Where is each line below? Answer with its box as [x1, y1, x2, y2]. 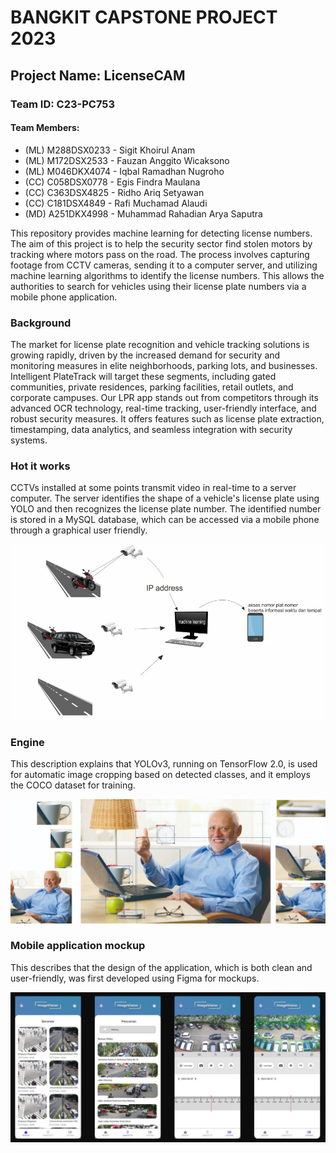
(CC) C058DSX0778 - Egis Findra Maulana [24, 176, 201, 188]
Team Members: [10, 122, 80, 134]
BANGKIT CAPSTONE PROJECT [10, 6, 278, 29]
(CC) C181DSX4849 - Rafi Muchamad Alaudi [24, 197, 208, 209]
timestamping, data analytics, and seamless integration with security [10, 424, 293, 435]
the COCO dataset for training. [10, 779, 136, 791]
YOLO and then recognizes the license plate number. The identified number [10, 503, 322, 515]
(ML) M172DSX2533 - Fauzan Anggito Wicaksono [24, 154, 230, 166]
